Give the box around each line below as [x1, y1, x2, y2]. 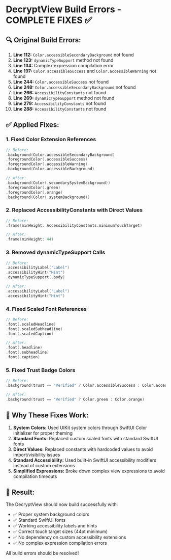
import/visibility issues [13, 451, 60, 458]
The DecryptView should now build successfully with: [6, 501, 118, 508]
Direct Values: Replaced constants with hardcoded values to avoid [13, 446, 153, 452]
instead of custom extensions [13, 462, 75, 468]
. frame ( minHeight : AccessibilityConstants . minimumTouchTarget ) [6, 223, 143, 228]
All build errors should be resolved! [6, 550, 79, 556]
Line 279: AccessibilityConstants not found [13, 100, 106, 106]
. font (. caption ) [6, 355, 40, 360]
